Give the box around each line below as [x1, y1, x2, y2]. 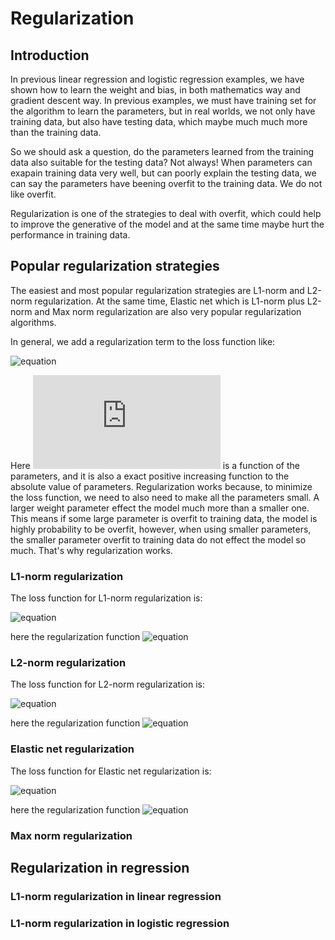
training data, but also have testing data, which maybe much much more [10, 116, 308, 127]
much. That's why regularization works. [10, 544, 173, 556]
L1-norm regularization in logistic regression [10, 916, 230, 930]
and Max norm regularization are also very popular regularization [34, 305, 302, 317]
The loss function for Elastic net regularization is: [10, 765, 212, 777]
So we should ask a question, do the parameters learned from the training [10, 146, 315, 157]
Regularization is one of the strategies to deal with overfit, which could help [10, 208, 322, 219]
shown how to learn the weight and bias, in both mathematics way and [10, 84, 301, 96]
